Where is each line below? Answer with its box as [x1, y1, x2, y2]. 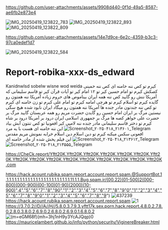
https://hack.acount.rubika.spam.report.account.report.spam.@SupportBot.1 [5, 171, 163, 177]
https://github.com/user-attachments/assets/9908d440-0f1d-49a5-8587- [5, 4, 159, 10]
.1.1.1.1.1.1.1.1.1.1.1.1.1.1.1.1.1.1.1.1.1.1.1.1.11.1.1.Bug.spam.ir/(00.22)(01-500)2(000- [5, 177, 154, 183]
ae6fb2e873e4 [5, 9, 36, 15]
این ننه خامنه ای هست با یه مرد [5, 125, 63, 131]
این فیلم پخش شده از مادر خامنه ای [5, 136, 72, 142]
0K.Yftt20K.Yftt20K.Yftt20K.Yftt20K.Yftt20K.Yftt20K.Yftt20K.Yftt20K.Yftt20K [5, 156, 163, 162]
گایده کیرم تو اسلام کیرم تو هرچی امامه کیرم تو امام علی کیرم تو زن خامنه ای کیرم [5, 99, 159, 105]
